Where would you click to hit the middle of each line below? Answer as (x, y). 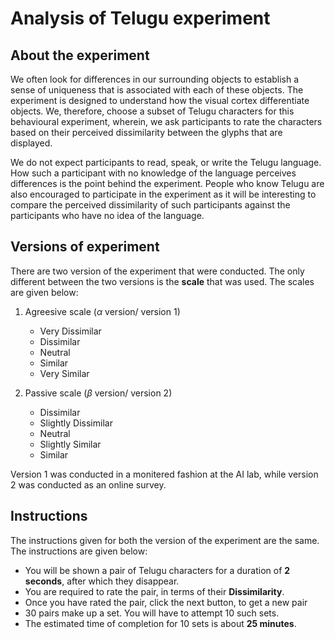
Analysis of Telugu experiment (140, 18)
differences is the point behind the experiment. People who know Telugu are (167, 183)
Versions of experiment (85, 247)
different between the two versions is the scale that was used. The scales (162, 281)
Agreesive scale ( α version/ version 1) (102, 311)
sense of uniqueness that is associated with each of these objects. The (157, 90)
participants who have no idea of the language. (107, 215)
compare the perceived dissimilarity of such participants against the (150, 205)
